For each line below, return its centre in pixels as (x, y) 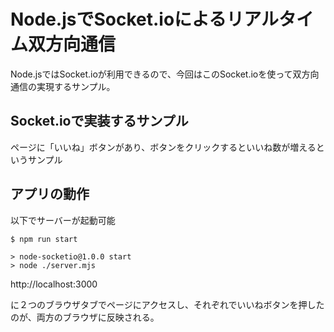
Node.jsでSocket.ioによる (118, 19)
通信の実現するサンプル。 (63, 86)
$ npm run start (44, 239)
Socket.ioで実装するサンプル (99, 121)
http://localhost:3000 (54, 284)
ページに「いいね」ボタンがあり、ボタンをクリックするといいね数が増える (163, 147)
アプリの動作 (50, 194)
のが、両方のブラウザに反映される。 (85, 317)
